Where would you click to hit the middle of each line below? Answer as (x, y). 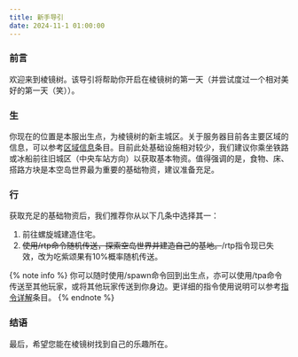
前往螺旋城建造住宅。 (61, 235)
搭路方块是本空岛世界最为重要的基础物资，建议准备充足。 (114, 170)
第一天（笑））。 (52, 90)
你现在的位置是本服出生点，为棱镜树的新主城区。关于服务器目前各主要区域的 (149, 136)
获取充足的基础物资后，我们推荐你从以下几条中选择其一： (114, 216)
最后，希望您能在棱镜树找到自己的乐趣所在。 (91, 344)
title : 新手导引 (36, 17)
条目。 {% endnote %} (74, 298)
